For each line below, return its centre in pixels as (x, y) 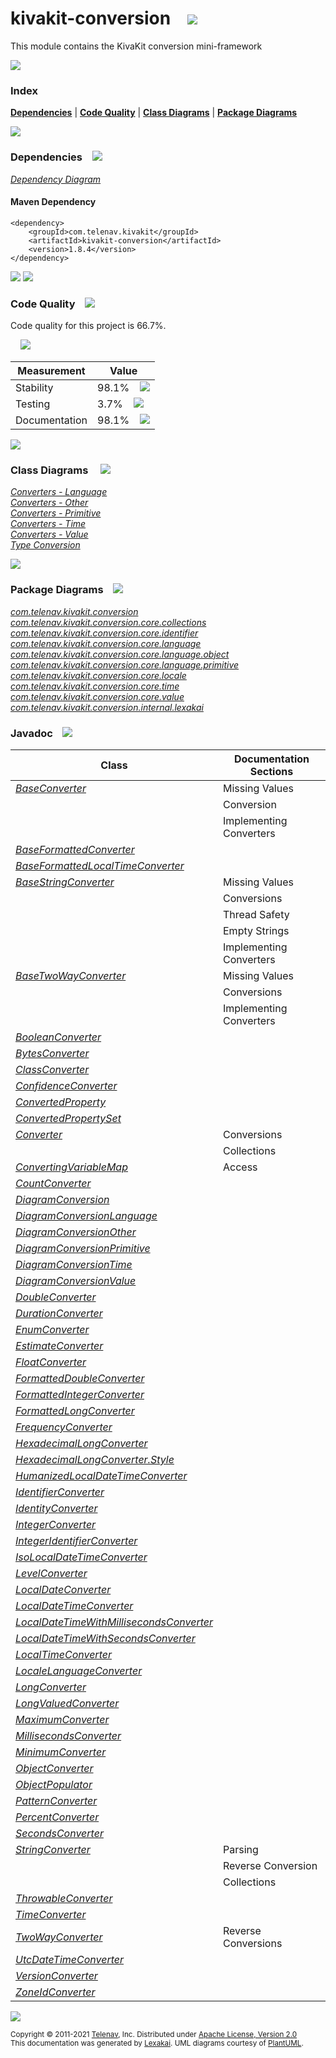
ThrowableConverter (64, 1898)
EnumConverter (52, 1329)
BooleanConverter (58, 1037)
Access (240, 1167)
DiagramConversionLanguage (86, 1215)
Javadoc (31, 733)
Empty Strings (256, 930)
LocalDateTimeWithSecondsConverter (105, 1638)
